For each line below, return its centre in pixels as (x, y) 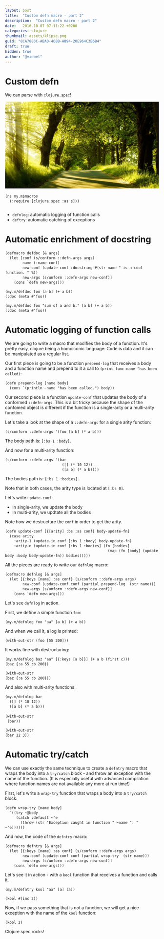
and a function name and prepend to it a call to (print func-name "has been (81, 368)
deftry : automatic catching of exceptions (53, 219)
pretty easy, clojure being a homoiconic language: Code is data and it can (79, 348)
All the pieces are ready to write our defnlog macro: (57, 565)
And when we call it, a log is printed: (41, 631)
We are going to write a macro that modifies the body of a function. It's (76, 343)
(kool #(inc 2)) (21, 898)
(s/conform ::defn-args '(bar (36, 460)
